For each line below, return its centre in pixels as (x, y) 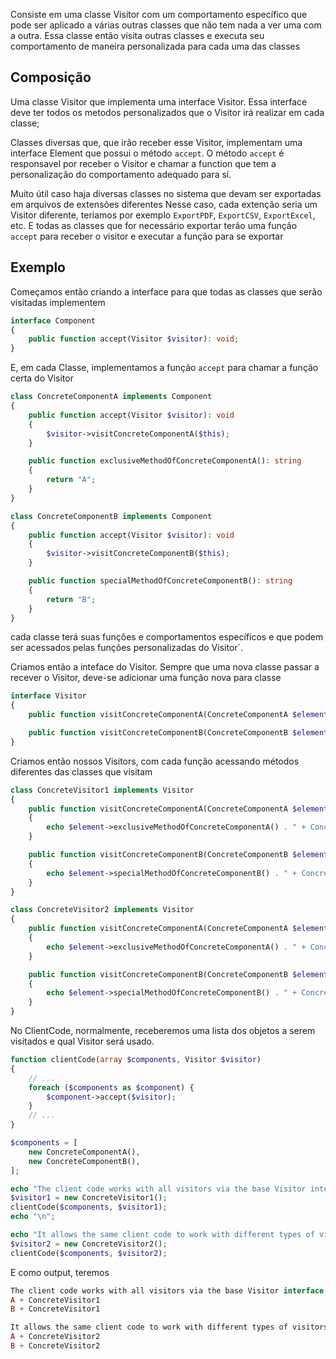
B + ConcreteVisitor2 (55, 1346)
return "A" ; (71, 480)
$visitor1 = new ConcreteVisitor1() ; (89, 1198)
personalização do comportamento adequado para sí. (121, 174)
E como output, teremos (60, 1272)
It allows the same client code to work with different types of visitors (169, 1327)
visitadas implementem (58, 302)
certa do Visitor (42, 378)
